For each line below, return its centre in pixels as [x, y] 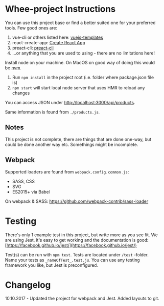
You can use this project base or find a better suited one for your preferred [80, 23]
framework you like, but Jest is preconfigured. [52, 265]
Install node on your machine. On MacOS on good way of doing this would [80, 62]
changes [21, 93]
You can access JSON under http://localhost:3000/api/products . [70, 102]
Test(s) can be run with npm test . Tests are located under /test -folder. [77, 254]
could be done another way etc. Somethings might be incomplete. [71, 144]
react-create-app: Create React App [49, 42]
